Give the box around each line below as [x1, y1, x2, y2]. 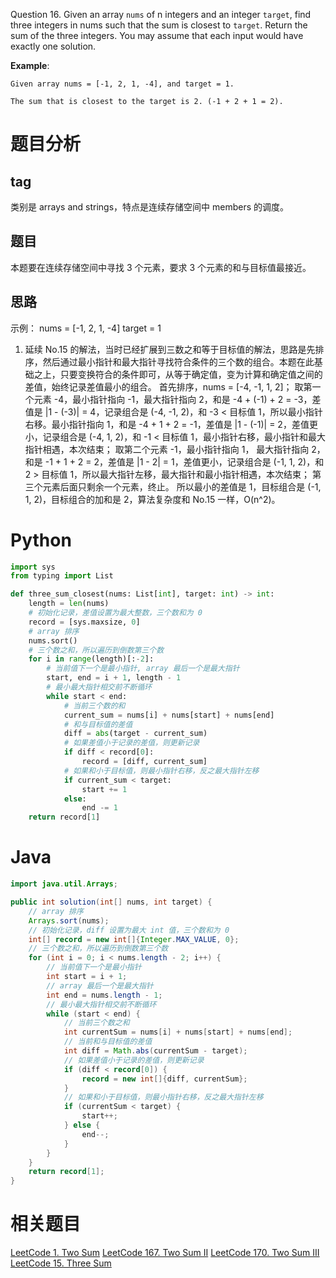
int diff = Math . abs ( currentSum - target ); [63, 1046, 248, 1056]
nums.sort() [28, 635, 78, 646]
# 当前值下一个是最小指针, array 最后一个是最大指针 [46, 664, 240, 674]
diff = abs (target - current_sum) [63, 729, 208, 739]
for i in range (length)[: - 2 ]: [28, 654, 155, 664]
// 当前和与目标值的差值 [63, 1037, 153, 1047]
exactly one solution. [10, 40, 97, 52]
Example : [10, 60, 50, 71]
